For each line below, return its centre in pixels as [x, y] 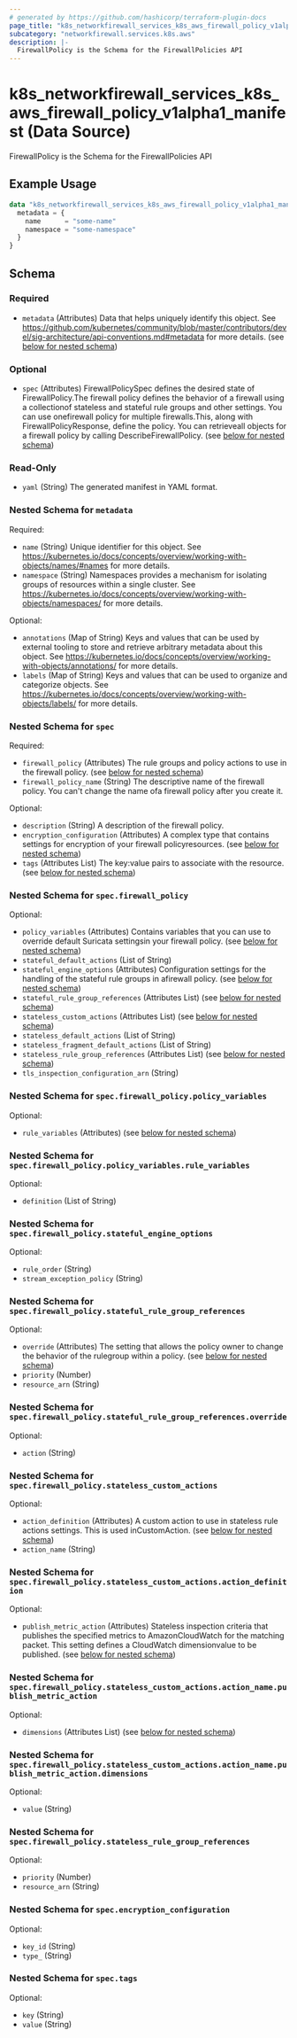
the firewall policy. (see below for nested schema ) [113, 772]
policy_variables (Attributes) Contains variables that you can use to [146, 932]
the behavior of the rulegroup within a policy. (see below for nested [145, 1356]
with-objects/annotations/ [69, 665]
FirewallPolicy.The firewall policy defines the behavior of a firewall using [153, 398]
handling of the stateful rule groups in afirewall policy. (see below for [147, 979]
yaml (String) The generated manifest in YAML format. [120, 487]
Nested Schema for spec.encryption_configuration [120, 1910]
